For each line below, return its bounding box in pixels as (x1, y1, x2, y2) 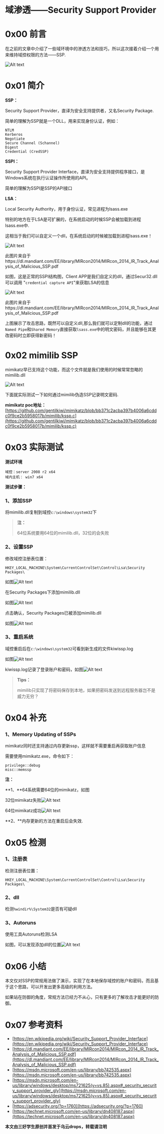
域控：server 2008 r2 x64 (5, 470, 56, 474)
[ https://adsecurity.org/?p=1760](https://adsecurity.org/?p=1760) (12, 1103, 143, 1109)
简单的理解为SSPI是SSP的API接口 (5, 185, 72, 191)
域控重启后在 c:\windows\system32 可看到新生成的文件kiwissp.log (5, 645, 133, 651)
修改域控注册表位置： (5, 556, 48, 561)
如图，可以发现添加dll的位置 (5, 941, 61, 948)
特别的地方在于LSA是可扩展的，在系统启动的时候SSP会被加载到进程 (5, 216, 142, 222)
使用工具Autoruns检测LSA (5, 931, 58, 937)
